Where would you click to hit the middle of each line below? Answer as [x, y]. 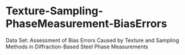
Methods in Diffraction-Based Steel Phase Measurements [77, 47]
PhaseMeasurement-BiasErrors [86, 24]
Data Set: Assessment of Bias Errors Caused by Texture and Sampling [92, 40]
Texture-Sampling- [55, 11]
